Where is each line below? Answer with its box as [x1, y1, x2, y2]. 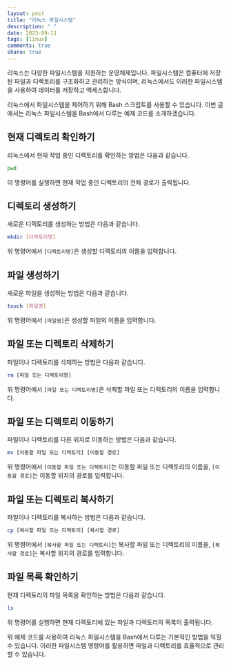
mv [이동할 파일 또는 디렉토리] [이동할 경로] [7, 449, 120, 456]
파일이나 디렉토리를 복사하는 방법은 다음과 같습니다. [7, 513, 145, 522]
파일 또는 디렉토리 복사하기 [7, 494, 114, 505]
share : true [7, 49, 41, 56]
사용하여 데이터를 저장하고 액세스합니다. [14, 86, 122, 94]
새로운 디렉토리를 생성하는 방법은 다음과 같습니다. [7, 220, 140, 228]
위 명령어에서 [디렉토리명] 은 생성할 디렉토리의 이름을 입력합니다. [7, 247, 177, 256]
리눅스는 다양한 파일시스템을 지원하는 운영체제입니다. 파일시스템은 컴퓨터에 [7, 68, 208, 77]
